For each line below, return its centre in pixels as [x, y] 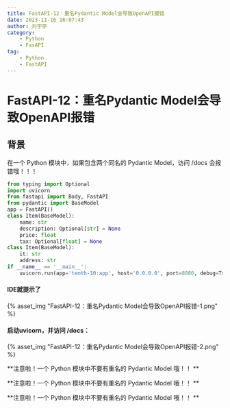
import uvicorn [29, 190]
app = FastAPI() [30, 209]
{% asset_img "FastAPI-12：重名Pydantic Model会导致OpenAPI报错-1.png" [112, 306]
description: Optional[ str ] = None [70, 229]
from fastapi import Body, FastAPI [58, 197]
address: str [38, 261]
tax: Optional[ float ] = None [61, 241]
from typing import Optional [49, 184]
